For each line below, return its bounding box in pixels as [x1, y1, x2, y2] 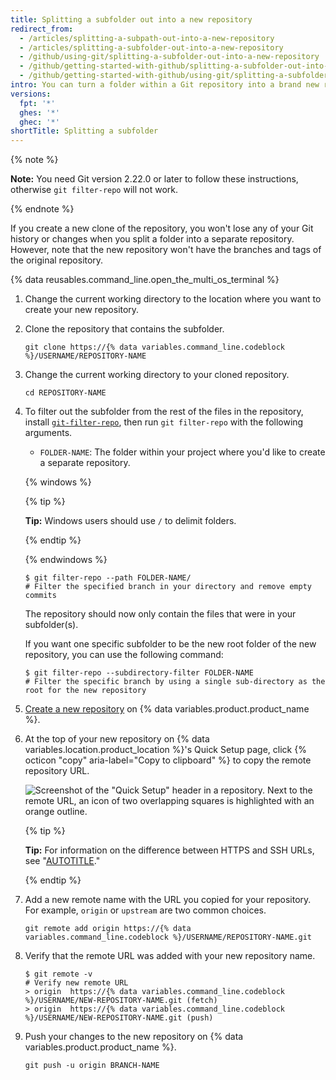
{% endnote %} [10, 203, 75, 215]
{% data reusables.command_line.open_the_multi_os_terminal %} [10, 274, 280, 286]
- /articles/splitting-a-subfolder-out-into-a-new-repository [19, 42, 284, 53]
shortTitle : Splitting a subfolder [10, 126, 159, 136]
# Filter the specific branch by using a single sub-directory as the [24, 677, 326, 687]
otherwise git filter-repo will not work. [10, 184, 179, 196]
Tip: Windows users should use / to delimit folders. [24, 515, 237, 527]
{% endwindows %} [24, 554, 108, 566]
